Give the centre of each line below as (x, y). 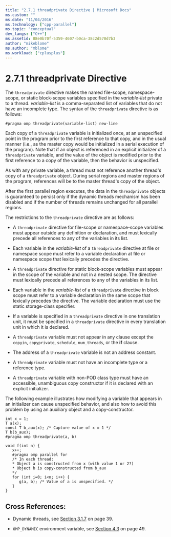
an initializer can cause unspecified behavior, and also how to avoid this (81, 404)
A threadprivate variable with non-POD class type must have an (81, 378)
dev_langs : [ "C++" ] (26, 34)
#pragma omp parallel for (40, 455)
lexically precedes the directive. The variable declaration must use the (87, 301)
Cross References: (36, 506)
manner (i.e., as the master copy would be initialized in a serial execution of (85, 144)
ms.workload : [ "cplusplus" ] (35, 53)
